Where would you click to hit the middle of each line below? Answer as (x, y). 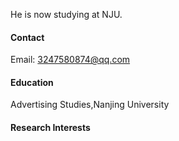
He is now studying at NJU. (66, 14)
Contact (27, 37)
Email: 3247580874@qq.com (70, 60)
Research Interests (50, 127)
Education (32, 82)
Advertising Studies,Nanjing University (90, 105)
